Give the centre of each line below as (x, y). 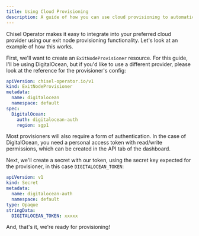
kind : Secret (22, 183)
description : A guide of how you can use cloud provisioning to (87, 17)
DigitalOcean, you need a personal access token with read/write (84, 143)
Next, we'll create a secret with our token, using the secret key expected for (99, 160)
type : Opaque (22, 205)
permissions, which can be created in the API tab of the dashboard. (88, 149)
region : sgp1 (33, 125)
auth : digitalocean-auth (47, 119)
